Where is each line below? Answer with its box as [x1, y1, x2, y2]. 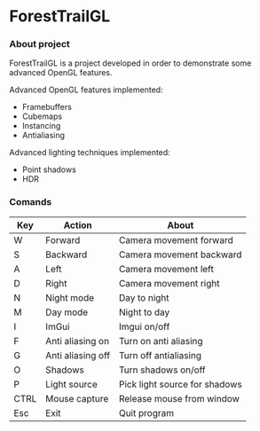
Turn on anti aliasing [118, 334, 203, 347]
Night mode [45, 291, 95, 303]
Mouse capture [45, 392, 109, 404]
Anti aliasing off [45, 349, 111, 361]
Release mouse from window [118, 392, 240, 404]
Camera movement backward [118, 248, 242, 261]
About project [9, 38, 71, 51]
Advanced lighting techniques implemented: [9, 147, 170, 158]
